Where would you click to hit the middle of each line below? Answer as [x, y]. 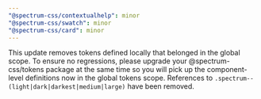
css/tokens [26, 70]
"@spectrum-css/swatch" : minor [60, 23]
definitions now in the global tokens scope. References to [119, 78]
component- [227, 70]
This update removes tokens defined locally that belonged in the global [124, 53]
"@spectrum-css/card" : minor [56, 30]
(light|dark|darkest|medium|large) [67, 87]
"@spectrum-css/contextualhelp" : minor [74, 15]
